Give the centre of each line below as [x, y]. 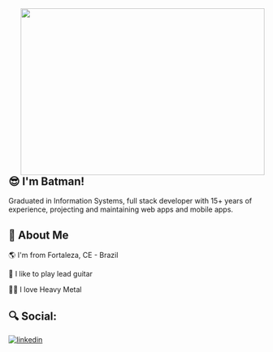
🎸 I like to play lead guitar [51, 274]
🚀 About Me [39, 235]
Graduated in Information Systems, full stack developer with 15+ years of [130, 201]
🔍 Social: [32, 316]
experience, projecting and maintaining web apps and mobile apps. [121, 209]
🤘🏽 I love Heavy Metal [45, 290]
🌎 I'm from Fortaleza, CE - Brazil [63, 255]
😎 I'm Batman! [47, 181]
